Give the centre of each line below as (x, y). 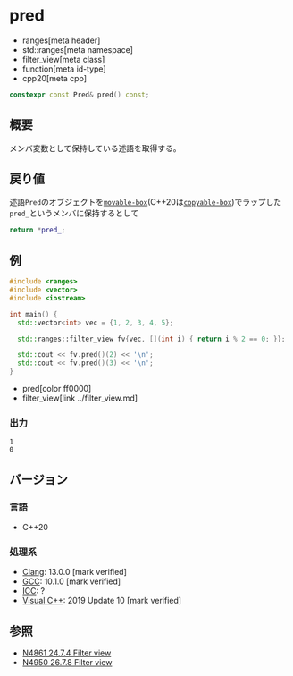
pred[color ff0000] (57, 389)
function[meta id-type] (64, 69)
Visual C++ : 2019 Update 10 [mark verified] (101, 601)
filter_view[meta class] (63, 59)
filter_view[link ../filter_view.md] (80, 398)
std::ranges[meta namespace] (78, 49)
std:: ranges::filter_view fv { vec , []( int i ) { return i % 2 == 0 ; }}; (151, 339)
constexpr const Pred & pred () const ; (80, 95)
